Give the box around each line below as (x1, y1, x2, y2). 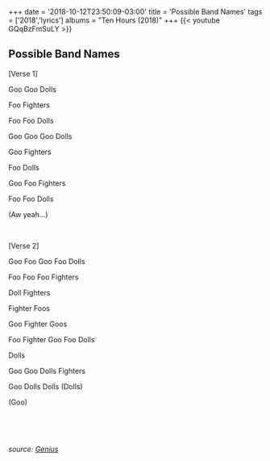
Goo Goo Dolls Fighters (8, 366, 86, 375)
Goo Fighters (8, 147, 52, 157)
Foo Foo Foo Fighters (8, 272, 79, 282)
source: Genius (8, 444, 59, 454)
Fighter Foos (8, 303, 51, 313)
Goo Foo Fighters (8, 178, 66, 188)
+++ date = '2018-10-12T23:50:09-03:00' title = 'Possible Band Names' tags (8, 7, 263, 16)
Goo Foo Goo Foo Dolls (8, 256, 85, 266)
